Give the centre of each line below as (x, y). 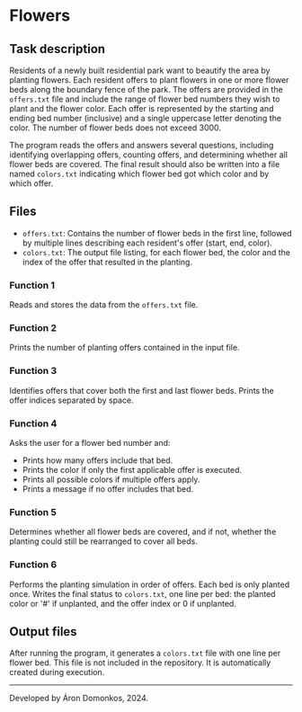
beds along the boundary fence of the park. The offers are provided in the (146, 89)
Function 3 (33, 371)
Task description (58, 49)
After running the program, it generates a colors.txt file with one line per (145, 654)
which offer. (31, 183)
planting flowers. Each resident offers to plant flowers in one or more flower (149, 80)
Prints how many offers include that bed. (98, 460)
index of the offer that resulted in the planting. (107, 262)
